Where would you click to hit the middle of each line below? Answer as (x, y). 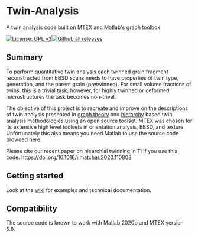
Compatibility (32, 208)
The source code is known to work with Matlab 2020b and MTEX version (95, 223)
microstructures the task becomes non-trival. (61, 96)
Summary (25, 57)
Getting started (35, 176)
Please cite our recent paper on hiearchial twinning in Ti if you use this (92, 151)
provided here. (24, 139)
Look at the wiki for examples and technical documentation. (79, 190)
